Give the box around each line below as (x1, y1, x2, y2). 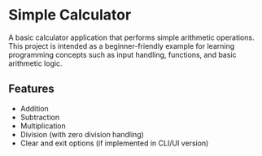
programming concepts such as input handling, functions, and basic (8, 50, 238, 59)
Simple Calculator (8, 6, 132, 24)
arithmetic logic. (8, 58, 63, 68)
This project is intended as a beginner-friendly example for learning (8, 41, 235, 50)
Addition (20, 103, 49, 113)
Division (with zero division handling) (20, 129, 145, 139)
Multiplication (20, 120, 67, 131)
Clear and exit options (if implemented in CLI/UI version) (20, 138, 209, 148)
